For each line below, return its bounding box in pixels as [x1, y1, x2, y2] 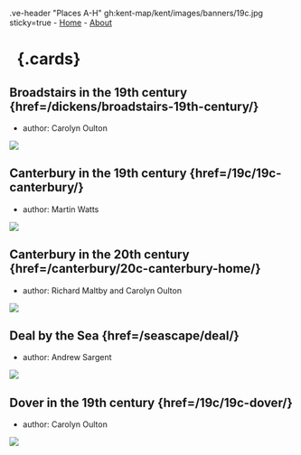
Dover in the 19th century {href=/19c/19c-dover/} [9, 395, 294, 410]
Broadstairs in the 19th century [9, 85, 188, 100]
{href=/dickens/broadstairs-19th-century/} [9, 98, 259, 114]
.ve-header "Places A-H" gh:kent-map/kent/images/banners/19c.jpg [9, 8, 264, 18]
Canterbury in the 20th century [9, 247, 190, 263]
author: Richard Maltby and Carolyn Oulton [22, 284, 183, 296]
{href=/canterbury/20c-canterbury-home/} [9, 261, 261, 276]
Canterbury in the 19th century [9, 166, 187, 181]
